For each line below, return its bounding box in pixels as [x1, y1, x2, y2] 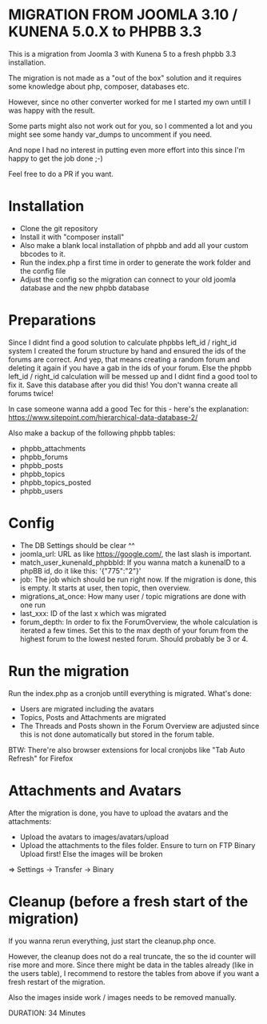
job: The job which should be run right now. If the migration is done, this [19, 574, 257, 584]
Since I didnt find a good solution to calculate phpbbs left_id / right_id [8, 338, 237, 347]
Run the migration [8, 662, 130, 680]
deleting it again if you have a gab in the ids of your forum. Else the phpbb [8, 362, 252, 373]
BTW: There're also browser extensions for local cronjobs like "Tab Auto [8, 745, 245, 754]
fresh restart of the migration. [8, 977, 106, 986]
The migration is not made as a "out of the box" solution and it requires [8, 73, 242, 82]
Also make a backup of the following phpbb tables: [8, 428, 176, 438]
